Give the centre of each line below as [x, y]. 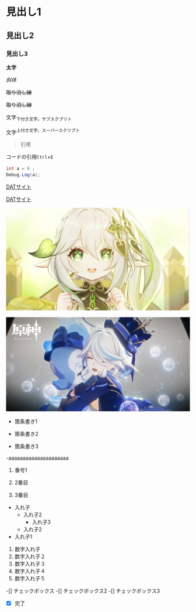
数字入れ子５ [30, 579]
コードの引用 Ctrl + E [30, 157]
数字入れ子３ [30, 564]
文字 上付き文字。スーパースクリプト [43, 131]
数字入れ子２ [30, 556]
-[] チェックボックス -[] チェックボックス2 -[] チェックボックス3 [83, 591]
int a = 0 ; [20, 169]
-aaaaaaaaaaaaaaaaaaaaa [37, 458]
